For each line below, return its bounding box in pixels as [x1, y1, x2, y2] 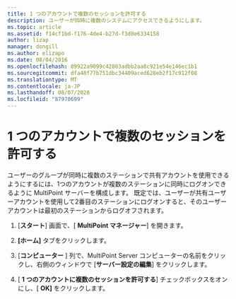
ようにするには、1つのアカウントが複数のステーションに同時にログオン [7, 180, 214, 188]
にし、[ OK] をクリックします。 [17, 283, 110, 292]
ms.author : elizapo [7, 50, 65, 57]
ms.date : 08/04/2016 [7, 57, 69, 64]
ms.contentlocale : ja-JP [7, 83, 81, 90]
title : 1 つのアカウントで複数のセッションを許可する [7, 10, 147, 18]
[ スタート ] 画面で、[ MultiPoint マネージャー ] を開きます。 [17, 221, 187, 230]
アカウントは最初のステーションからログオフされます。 [7, 206, 168, 214]
